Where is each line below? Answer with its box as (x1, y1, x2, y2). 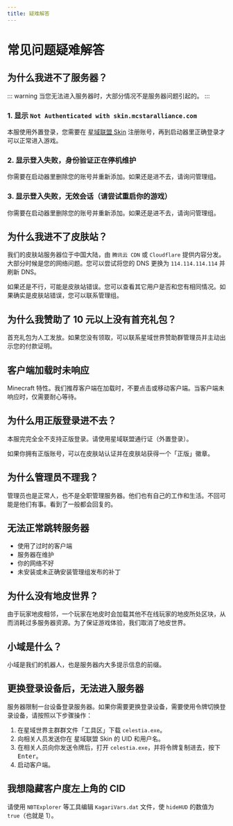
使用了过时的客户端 (17, 542, 73, 550)
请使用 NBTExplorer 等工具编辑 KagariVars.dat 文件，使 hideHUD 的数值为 (7, 802, 214, 811)
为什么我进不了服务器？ (7, 72, 107, 84)
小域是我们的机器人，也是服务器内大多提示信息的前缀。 (7, 660, 165, 669)
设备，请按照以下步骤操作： (12, 711, 92, 719)
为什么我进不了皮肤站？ (7, 230, 107, 243)
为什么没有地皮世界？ (7, 590, 98, 602)
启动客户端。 (17, 760, 54, 768)
